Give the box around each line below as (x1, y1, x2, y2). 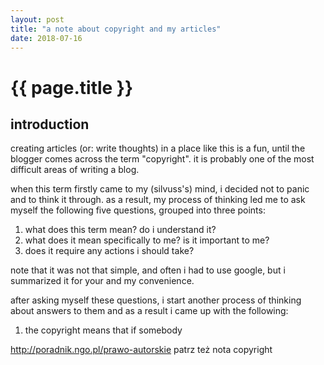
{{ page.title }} (10, 76, 134, 99)
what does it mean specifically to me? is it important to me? (24, 234, 270, 246)
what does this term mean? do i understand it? (24, 224, 217, 236)
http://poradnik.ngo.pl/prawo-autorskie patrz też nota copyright (10, 344, 273, 356)
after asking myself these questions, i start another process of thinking (10, 294, 302, 306)
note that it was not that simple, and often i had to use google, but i (10, 264, 286, 276)
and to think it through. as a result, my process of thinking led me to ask (10, 194, 306, 206)
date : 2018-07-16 (10, 33, 83, 43)
